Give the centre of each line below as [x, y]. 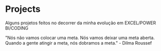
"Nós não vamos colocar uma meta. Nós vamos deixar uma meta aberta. [80, 38]
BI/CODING [17, 28]
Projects [23, 9]
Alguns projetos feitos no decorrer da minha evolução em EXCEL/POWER [80, 23]
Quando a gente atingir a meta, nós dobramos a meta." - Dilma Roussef [79, 43]
